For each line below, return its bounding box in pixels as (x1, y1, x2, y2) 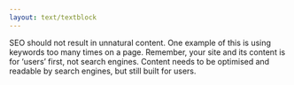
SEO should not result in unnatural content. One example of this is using (9, 37, 272, 48)
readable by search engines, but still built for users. (9, 66, 197, 76)
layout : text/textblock (9, 12, 97, 22)
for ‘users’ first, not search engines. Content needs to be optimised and (9, 56, 270, 66)
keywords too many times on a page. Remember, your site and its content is (9, 46, 286, 58)
